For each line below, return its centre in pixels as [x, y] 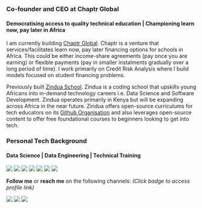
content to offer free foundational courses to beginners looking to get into [98, 119]
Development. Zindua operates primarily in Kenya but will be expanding [95, 100]
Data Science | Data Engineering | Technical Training [74, 155]
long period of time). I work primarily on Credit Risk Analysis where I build [97, 69]
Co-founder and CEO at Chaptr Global [63, 9]
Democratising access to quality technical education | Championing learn [100, 24]
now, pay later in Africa [36, 30]
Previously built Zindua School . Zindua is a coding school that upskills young [101, 87]
